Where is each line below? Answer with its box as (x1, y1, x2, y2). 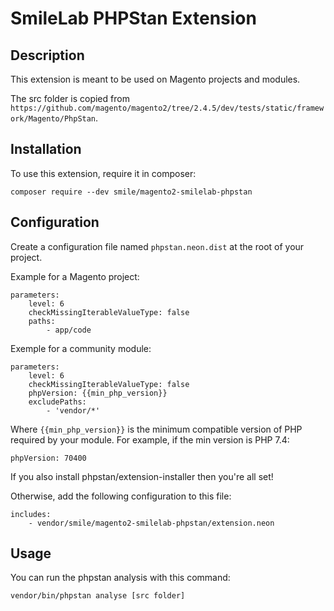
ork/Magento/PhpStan (10, 114, 97, 124)
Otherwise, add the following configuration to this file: (10, 490, 232, 502)
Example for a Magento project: (10, 270, 140, 282)
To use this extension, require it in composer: (10, 167, 197, 179)
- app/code (46, 325, 92, 335)
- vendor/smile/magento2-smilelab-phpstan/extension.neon (28, 518, 275, 528)
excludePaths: (28, 397, 87, 407)
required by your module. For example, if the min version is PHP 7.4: (10, 433, 290, 446)
